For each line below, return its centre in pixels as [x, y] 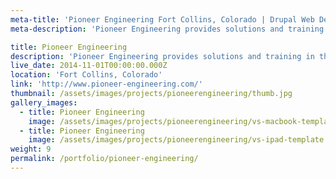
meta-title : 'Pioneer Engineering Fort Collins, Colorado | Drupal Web [162, 19]
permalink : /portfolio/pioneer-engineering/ [104, 159]
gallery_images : [44, 102]
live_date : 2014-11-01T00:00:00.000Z [89, 66]
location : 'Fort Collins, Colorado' [86, 75]
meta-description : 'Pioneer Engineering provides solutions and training [167, 29]
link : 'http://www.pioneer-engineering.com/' [106, 84]
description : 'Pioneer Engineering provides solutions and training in [162, 56]
